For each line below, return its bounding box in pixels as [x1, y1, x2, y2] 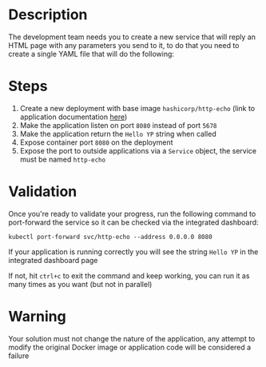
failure [8, 350, 30, 361]
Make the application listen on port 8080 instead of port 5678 [19, 120, 217, 130]
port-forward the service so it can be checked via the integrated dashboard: [8, 217, 259, 227]
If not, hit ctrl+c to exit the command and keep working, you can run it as [8, 270, 250, 281]
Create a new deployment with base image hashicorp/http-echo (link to [19, 103, 256, 113]
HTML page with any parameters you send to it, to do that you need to [8, 40, 240, 50]
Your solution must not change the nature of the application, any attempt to [8, 333, 256, 343]
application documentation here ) [19, 112, 128, 122]
